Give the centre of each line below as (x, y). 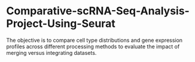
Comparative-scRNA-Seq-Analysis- (98, 11)
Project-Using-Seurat (61, 24)
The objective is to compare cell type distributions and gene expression (95, 40)
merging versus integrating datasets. (51, 52)
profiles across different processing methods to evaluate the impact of (93, 46)
